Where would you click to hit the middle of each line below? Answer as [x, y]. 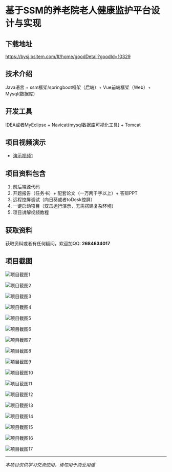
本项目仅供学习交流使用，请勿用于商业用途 [50, 464]
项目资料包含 [26, 173]
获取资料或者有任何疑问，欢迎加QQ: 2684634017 [58, 244]
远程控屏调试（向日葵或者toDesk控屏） [54, 200]
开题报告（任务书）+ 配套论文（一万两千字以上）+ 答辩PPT [75, 193]
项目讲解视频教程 [31, 212]
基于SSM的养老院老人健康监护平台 [78, 11]
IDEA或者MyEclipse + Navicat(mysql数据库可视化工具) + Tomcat [73, 125]
